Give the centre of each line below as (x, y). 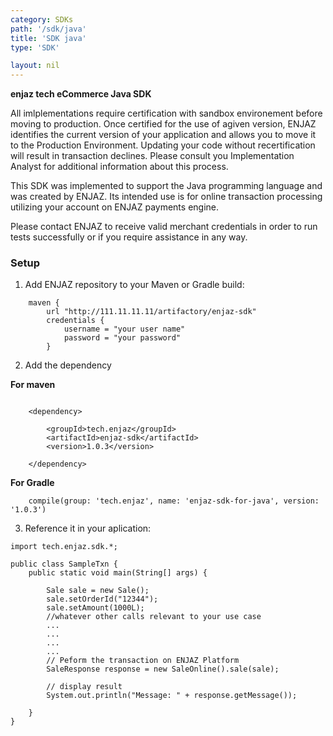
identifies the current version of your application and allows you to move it (163, 135)
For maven (33, 385)
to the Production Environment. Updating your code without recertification (163, 145)
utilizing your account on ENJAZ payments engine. (115, 207)
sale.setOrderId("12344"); (102, 599)
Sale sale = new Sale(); (98, 591)
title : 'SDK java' (48, 38)
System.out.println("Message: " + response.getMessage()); (172, 696)
